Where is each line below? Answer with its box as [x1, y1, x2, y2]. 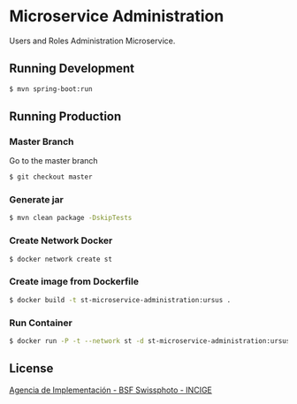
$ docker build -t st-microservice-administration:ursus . [9, 295, 232, 304]
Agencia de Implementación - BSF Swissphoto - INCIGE [9, 385, 212, 395]
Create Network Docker [9, 234, 113, 247]
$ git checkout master [9, 172, 93, 182]
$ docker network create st [9, 255, 113, 263]
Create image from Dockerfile [9, 276, 140, 288]
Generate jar [9, 194, 64, 206]
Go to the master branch [9, 156, 99, 166]
